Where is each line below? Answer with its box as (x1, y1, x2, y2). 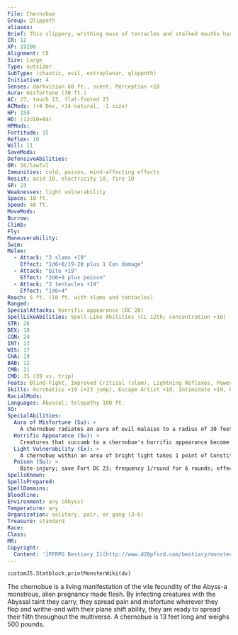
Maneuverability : (7, 235, 59, 242)
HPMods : (7, 122, 30, 130)
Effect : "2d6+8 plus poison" (20, 274, 106, 281)
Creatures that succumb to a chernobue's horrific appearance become (20, 439, 230, 446)
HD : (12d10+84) (7, 116, 52, 123)
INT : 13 (7, 339, 30, 347)
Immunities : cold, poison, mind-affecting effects (7, 168, 160, 176)
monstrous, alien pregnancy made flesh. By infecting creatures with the (7, 590, 216, 599)
